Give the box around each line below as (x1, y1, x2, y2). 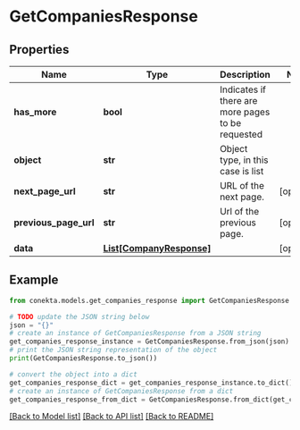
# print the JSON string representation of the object (9, 346, 218, 355)
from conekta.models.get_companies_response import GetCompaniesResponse (9, 296, 290, 305)
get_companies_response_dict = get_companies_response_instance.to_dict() (9, 378, 294, 387)
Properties (9, 42, 70, 57)
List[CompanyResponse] (103, 242, 212, 254)
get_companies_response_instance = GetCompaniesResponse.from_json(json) (9, 337, 290, 346)
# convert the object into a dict (9, 369, 138, 379)
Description (220, 69, 271, 80)
